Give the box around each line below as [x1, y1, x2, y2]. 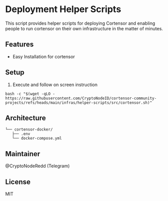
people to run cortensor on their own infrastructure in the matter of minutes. [5, 25, 163, 31]
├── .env [12, 131, 30, 137]
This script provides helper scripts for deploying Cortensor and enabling [5, 20, 155, 26]
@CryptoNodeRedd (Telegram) [5, 163, 70, 169]
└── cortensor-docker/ [5, 127, 53, 132]
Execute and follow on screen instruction [12, 82, 98, 88]
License [5, 177, 31, 186]
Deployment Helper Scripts [5, 4, 122, 15]
